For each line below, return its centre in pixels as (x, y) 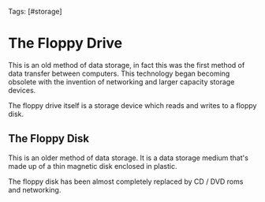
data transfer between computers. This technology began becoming (119, 73)
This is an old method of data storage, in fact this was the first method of (127, 65)
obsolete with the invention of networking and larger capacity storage (121, 81)
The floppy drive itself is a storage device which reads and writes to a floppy (132, 105)
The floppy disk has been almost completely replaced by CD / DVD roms (126, 181)
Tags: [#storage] (35, 11)
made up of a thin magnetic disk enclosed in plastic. (93, 166)
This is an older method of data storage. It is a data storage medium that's (128, 158)
